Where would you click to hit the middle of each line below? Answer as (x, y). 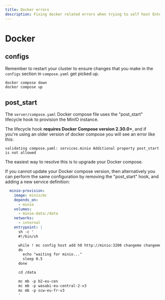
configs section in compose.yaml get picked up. (52, 74)
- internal (29, 223)
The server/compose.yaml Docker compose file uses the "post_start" (74, 114)
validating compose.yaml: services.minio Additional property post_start (82, 149)
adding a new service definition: (38, 182)
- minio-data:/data (38, 214)
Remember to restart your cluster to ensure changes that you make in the (79, 68)
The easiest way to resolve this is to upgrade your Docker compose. (74, 162)
